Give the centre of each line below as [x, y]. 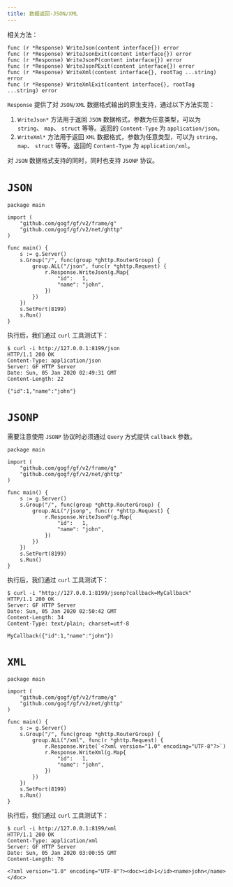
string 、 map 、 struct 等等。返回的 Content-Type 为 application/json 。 [120, 128]
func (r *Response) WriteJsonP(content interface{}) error [95, 60]
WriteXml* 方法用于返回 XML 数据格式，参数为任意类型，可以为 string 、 [119, 136]
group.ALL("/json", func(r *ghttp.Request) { [100, 266]
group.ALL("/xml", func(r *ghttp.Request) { [98, 741]
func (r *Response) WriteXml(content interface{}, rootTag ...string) [112, 72]
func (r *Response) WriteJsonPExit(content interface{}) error [101, 66]
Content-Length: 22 [36, 379]
